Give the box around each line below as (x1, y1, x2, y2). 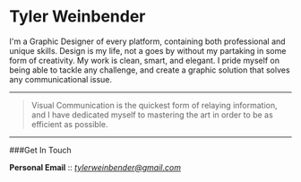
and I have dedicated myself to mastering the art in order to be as (30, 109, 273, 120)
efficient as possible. (30, 118, 108, 129)
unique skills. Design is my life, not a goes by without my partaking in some (9, 45, 287, 56)
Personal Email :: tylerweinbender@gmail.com (9, 161, 182, 172)
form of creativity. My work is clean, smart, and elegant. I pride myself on (9, 55, 280, 65)
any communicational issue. (9, 74, 113, 84)
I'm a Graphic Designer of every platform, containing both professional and (9, 36, 286, 47)
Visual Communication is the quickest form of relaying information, (30, 100, 278, 110)
